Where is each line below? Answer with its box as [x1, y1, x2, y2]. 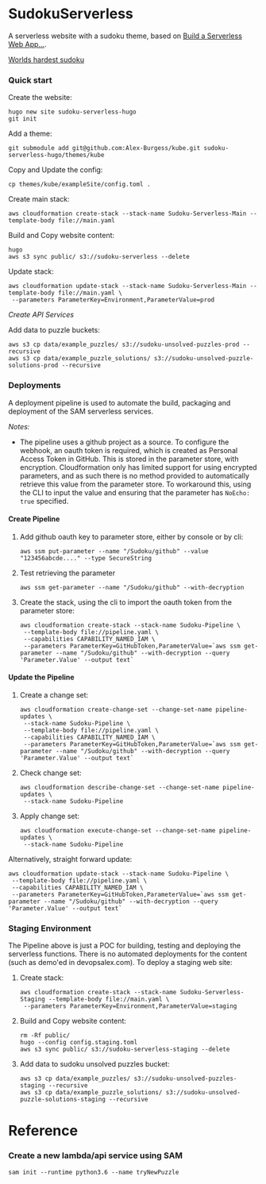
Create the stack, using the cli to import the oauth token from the [19, 597, 233, 607]
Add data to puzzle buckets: [8, 325, 101, 335]
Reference [8, 1122, 78, 1140]
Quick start [8, 75, 53, 86]
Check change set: [19, 767, 82, 778]
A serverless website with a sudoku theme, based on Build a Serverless [8, 31, 242, 40]
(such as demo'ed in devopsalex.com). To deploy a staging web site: [8, 958, 233, 967]
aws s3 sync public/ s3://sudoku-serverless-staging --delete [19, 1045, 230, 1054]
